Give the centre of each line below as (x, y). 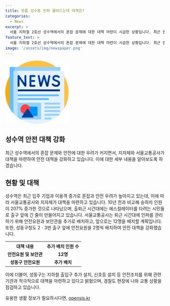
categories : (18, 16)
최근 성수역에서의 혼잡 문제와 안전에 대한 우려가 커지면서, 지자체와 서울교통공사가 (85, 153)
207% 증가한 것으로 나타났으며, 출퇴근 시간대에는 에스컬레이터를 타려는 (81, 209)
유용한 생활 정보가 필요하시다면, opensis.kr (48, 298)
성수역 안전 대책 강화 (35, 140)
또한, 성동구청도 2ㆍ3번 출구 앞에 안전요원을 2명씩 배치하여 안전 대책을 (75, 228)
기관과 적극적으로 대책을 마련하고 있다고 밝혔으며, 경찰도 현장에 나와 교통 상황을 (83, 281)
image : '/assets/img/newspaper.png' (44, 48)
